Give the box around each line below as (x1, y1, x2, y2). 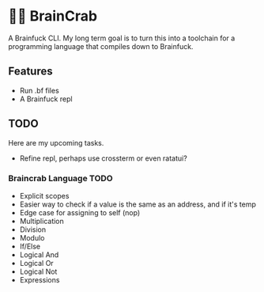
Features (8, 65, 53, 78)
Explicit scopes (19, 191, 70, 200)
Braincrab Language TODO (8, 173, 113, 184)
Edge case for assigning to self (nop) (19, 207, 141, 217)
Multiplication (19, 216, 65, 226)
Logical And (19, 249, 59, 260)
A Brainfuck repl (19, 94, 73, 104)
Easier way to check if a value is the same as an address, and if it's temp (19, 199, 257, 209)
